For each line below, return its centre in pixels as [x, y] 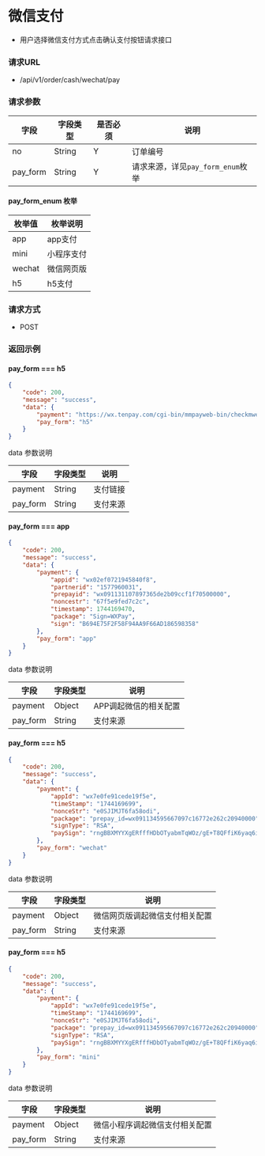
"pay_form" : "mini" [69, 1057]
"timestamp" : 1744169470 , [93, 609]
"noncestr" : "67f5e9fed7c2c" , [100, 602]
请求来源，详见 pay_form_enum [186, 166]
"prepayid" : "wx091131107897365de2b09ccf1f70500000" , [140, 594]
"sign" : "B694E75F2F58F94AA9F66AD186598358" [125, 623]
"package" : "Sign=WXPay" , [93, 617]
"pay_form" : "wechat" [72, 848]
